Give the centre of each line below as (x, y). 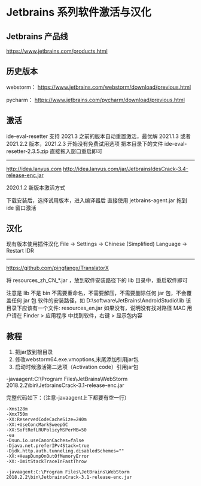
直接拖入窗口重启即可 (76, 151)
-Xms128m (17, 409)
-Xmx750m (17, 415)
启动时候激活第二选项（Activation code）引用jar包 (77, 367)
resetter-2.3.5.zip (28, 151)
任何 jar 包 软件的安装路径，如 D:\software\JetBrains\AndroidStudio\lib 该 (101, 301)
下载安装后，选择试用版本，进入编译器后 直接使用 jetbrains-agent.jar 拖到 (97, 200)
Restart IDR (20, 251)
